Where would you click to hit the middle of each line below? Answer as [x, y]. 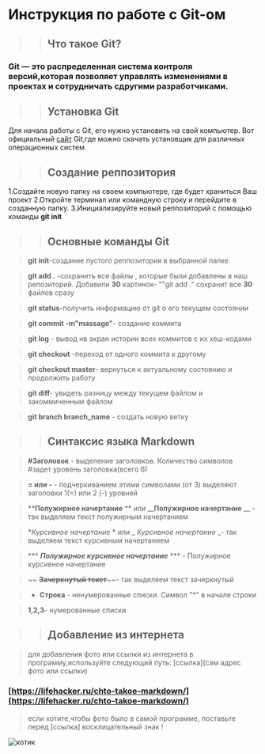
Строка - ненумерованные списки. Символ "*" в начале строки [148, 594]
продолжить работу [61, 377]
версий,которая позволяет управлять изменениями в [118, 76]
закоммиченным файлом [70, 401]
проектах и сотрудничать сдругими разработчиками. [118, 86]
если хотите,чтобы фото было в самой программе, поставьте [131, 718]
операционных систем [47, 147]
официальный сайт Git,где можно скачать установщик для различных [127, 139]
